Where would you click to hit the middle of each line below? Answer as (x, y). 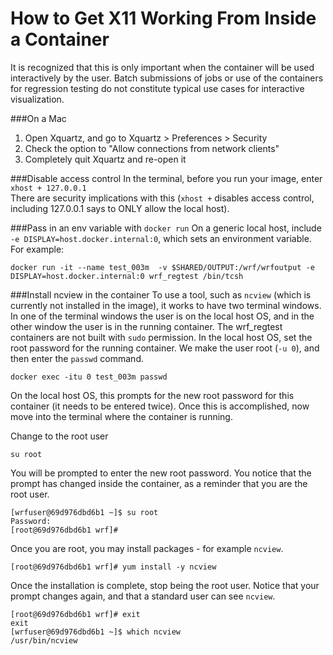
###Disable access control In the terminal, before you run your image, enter (166, 178)
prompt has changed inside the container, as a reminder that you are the (159, 483)
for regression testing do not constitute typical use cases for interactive (157, 88)
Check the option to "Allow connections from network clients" (152, 148)
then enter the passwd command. (77, 358)
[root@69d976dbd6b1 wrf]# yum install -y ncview (113, 567)
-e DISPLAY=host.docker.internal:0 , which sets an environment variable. (161, 238)
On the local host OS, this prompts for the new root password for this (152, 395)
